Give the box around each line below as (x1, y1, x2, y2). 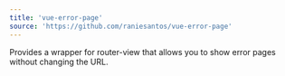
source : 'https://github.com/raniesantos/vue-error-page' (9, 22, 233, 31)
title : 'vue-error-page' (9, 13, 103, 23)
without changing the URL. (9, 56, 109, 67)
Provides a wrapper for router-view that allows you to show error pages (9, 46, 276, 57)
